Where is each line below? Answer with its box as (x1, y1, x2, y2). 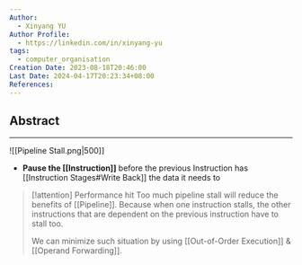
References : (9, 80, 54, 89)
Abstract (9, 113, 60, 128)
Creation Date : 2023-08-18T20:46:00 (9, 64, 147, 73)
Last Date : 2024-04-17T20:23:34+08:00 (9, 72, 155, 81)
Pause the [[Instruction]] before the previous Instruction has (22, 163, 249, 173)
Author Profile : (9, 30, 70, 39)
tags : (9, 47, 30, 56)
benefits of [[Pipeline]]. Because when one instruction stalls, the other (31, 199, 291, 210)
